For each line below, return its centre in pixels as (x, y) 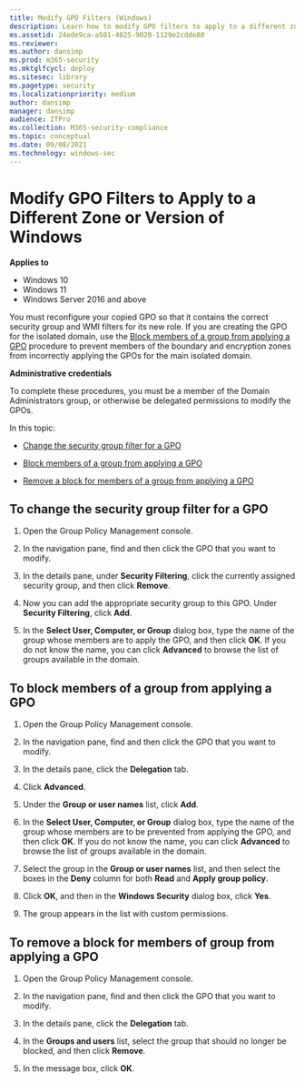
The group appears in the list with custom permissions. (125, 914)
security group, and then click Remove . (96, 586)
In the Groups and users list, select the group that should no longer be (155, 1041)
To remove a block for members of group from (142, 942)
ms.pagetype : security (52, 86)
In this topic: (33, 428)
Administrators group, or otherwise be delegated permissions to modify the (150, 400)
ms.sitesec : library (49, 77)
